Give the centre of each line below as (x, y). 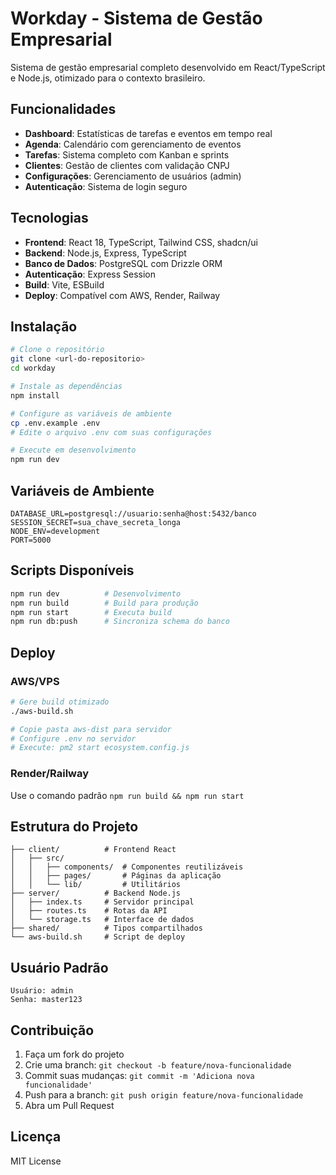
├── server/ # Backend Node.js (96, 893)
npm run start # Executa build (91, 612)
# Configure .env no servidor (73, 738)
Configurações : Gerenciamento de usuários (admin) (133, 176)
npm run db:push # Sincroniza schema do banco (120, 622)
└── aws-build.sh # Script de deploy (98, 937)
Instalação (44, 326)
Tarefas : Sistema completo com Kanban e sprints (127, 154)
